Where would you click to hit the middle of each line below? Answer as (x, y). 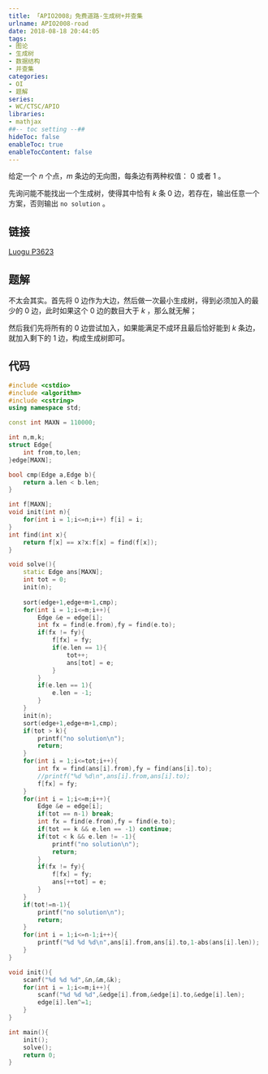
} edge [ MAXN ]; (30, 460)
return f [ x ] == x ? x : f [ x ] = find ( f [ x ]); (91, 542)
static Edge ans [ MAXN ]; (63, 572)
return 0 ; (40, 1055)
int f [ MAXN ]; (30, 505)
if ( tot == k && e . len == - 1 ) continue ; (105, 829)
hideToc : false (34, 137)
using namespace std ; (45, 408)
